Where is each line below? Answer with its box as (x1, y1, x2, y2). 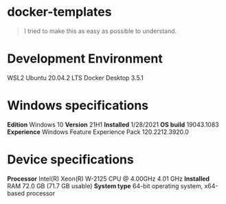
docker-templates (7, 4, 112, 20)
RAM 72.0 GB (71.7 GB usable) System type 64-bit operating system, (7, 181, 203, 190)
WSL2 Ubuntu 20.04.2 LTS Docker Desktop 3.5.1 (7, 73, 144, 82)
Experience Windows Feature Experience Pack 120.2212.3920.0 (7, 128, 189, 136)
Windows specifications (7, 98, 149, 113)
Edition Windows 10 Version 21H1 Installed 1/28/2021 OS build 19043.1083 (7, 120, 219, 128)
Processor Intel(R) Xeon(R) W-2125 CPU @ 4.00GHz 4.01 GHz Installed (7, 174, 210, 183)
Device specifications (7, 152, 134, 167)
